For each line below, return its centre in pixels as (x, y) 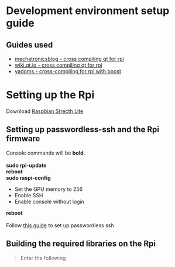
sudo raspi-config (28, 177)
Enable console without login (49, 201)
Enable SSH (29, 195)
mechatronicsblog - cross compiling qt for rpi (69, 59)
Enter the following (43, 258)
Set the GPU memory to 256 (49, 189)
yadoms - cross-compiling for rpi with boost (68, 71)
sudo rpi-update (26, 165)
